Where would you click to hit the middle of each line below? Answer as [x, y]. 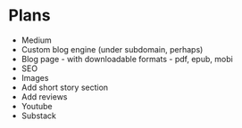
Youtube [37, 106]
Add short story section [65, 87]
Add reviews [44, 96]
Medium [37, 40]
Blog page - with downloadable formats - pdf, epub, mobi [127, 59]
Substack [39, 116]
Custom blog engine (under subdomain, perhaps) [112, 49]
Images [35, 77]
